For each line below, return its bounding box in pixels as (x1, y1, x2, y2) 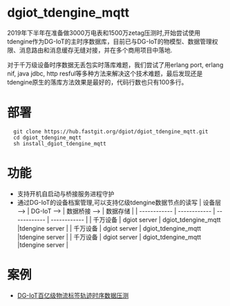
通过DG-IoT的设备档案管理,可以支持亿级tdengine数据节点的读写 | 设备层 (17, 198, 222, 206)
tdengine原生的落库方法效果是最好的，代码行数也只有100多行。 (7, 78, 188, 86)
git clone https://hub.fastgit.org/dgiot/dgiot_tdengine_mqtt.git (13, 128, 209, 135)
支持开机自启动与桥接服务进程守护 (17, 189, 115, 198)
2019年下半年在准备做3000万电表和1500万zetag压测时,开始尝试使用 (7, 28, 201, 37)
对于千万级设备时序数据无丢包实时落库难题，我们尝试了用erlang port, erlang (7, 60, 224, 69)
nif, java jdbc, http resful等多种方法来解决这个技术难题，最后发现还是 (7, 69, 203, 78)
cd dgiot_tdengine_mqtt (13, 134, 82, 141)
